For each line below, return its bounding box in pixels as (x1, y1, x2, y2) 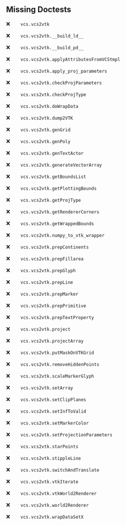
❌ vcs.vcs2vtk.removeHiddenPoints (6, 360, 100, 367)
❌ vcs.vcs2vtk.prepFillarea (6, 255, 84, 262)
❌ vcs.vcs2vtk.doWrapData (6, 102, 79, 109)
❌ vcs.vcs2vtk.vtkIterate (6, 477, 79, 485)
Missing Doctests (6, 5, 71, 15)
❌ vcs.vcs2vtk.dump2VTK (6, 114, 73, 121)
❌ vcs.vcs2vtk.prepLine (6, 278, 73, 285)
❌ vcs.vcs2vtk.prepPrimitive (6, 302, 87, 309)
